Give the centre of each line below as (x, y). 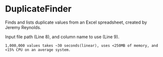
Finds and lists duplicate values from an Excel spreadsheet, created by (76, 22)
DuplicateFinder (38, 9)
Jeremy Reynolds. (23, 27)
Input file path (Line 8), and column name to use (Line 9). (62, 37)
